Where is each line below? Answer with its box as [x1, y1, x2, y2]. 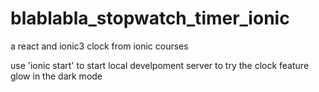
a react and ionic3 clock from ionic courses [10, 40, 189, 52]
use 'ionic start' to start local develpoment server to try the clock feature [10, 59, 310, 71]
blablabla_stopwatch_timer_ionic [10, 7, 290, 30]
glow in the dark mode [10, 70, 103, 82]
